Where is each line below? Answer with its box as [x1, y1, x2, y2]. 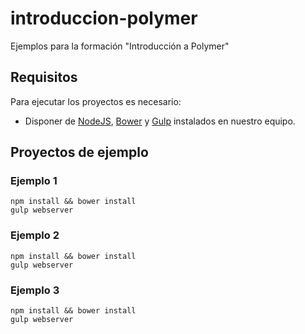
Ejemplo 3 [10, 283, 60, 297]
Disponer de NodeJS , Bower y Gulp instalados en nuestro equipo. [24, 115, 296, 127]
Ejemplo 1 [10, 174, 58, 188]
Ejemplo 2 [10, 228, 60, 242]
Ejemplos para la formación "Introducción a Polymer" [10, 40, 230, 52]
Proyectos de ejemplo [10, 144, 149, 161]
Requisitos [10, 69, 78, 86]
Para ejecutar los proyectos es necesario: [10, 95, 182, 107]
